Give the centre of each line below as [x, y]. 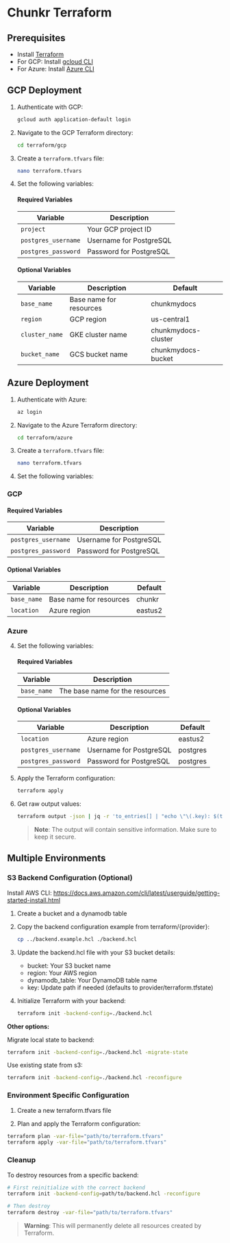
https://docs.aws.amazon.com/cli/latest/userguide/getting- [137, 893]
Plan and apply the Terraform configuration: [79, 1123]
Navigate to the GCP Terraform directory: [75, 132]
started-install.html [34, 900]
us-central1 [170, 319]
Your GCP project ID [119, 229]
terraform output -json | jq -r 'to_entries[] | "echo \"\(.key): [114, 817]
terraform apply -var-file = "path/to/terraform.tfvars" [87, 1142]
